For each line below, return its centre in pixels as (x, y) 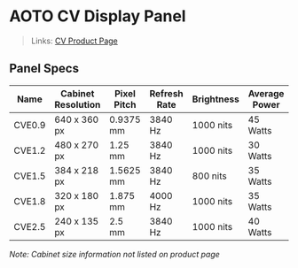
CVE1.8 (30, 201)
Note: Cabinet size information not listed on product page (114, 254)
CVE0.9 (30, 125)
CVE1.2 (30, 150)
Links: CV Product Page (74, 41)
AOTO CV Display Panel (98, 16)
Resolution (78, 104)
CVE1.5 (30, 176)
